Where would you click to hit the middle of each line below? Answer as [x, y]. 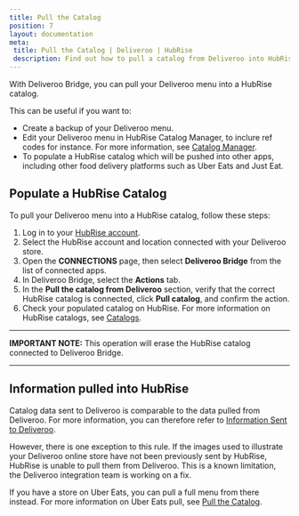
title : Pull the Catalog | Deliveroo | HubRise [103, 51]
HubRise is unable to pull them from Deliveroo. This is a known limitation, [143, 465]
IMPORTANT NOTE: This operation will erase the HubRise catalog [130, 343]
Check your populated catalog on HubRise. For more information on [146, 308]
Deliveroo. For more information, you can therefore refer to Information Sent [148, 420]
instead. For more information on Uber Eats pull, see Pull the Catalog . [136, 501]
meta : [19, 42]
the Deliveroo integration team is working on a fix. [101, 475]
